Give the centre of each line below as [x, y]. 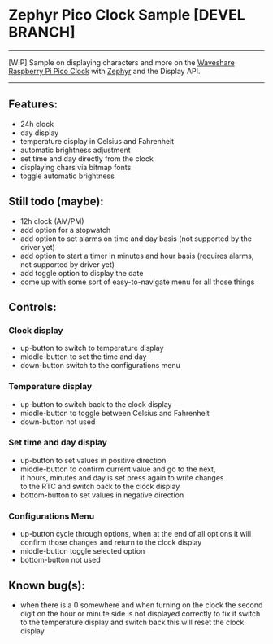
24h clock [37, 124]
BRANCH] [42, 32]
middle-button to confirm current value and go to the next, [118, 469]
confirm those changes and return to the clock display [111, 542]
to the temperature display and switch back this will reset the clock [132, 622]
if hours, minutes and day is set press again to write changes [122, 477]
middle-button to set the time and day [83, 357]
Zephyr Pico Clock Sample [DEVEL [127, 15]
